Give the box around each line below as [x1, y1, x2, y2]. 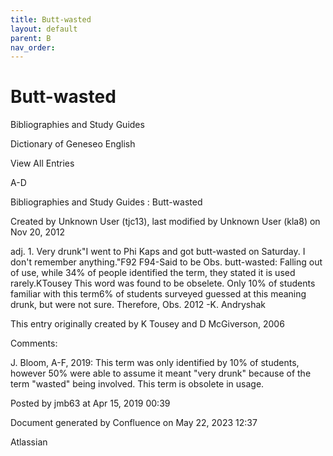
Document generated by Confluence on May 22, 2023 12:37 [10, 417, 258, 429]
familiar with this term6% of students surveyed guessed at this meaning [10, 288, 307, 300]
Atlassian [10, 436, 48, 448]
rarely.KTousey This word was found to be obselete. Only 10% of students [10, 277, 316, 290]
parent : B [10, 33, 52, 43]
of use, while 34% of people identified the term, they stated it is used [10, 267, 296, 279]
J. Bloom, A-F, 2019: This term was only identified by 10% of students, [10, 357, 300, 369]
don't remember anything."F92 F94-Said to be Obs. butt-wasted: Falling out [10, 256, 323, 268]
